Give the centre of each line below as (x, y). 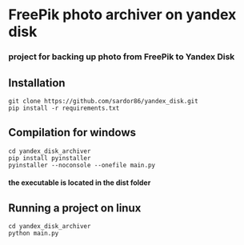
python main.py (34, 234)
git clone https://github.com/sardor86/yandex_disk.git (103, 101)
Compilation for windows (72, 133)
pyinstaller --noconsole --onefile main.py (82, 165)
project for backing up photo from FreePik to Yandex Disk (122, 57)
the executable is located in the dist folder (80, 183)
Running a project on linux (75, 208)
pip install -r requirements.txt (64, 108)
